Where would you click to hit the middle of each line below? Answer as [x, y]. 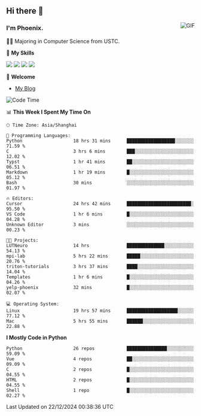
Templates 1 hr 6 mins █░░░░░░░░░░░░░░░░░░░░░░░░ [100, 277]
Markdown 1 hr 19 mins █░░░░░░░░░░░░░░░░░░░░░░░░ [100, 172]
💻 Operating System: [33, 304]
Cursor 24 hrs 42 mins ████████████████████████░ [100, 204]
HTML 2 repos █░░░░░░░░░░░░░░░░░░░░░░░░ [100, 380]
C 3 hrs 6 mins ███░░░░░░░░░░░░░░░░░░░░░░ [100, 151]
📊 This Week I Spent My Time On [48, 112]
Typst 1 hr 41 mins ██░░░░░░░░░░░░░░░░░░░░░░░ [100, 162]
